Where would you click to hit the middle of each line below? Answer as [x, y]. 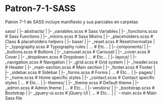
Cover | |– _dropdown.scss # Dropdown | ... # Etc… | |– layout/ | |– [71, 57]
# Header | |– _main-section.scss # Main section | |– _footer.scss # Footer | [80, 67]
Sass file [14, 98]
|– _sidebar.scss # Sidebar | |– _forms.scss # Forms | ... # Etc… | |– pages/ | [80, 72]
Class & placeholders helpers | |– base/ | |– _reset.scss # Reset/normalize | [80, 41]
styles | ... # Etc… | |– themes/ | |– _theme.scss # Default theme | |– [72, 82]
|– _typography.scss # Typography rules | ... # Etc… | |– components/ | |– [78, 46]
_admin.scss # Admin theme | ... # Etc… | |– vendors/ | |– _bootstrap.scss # [80, 88]
